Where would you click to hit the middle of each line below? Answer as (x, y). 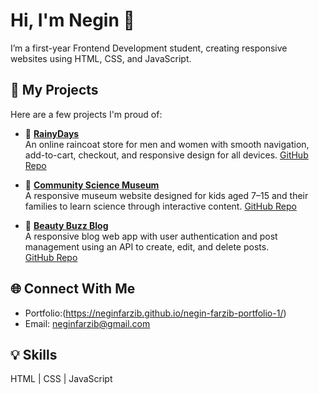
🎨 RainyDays (52, 133)
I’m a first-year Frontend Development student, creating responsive (149, 48)
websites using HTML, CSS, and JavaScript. (101, 58)
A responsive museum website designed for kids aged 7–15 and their (166, 195)
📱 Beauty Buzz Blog (66, 225)
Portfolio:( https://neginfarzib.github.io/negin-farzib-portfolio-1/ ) (155, 313)
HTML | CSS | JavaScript (61, 379)
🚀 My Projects (54, 90)
